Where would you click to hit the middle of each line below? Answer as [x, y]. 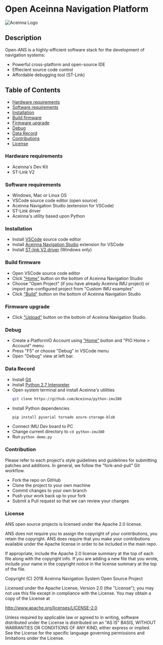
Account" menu [28, 346]
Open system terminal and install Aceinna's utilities [63, 390]
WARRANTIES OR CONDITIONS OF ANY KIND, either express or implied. [78, 627]
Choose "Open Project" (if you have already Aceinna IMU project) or [81, 283]
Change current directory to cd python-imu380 [58, 432]
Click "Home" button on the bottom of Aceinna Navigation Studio [77, 278]
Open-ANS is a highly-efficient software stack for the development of [75, 49]
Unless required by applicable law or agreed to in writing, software [72, 617]
